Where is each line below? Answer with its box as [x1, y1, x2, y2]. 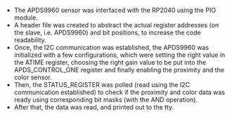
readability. [13, 36, 47, 44]
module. [13, 13, 38, 22]
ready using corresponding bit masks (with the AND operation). [13, 96, 198, 104]
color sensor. [13, 73, 53, 81]
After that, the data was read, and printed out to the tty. [13, 103, 174, 111]
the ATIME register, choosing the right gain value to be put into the [13, 58, 207, 66]
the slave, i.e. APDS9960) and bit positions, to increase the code [13, 28, 202, 37]
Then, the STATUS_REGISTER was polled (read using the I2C [13, 81, 191, 88]
